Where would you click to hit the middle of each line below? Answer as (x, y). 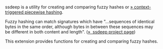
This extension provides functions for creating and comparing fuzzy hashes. (81, 41)
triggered (14, 12)
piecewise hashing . (44, 12)
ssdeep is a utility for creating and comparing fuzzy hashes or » (69, 7)
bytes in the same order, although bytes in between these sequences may (79, 27)
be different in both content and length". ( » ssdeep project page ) (70, 32)
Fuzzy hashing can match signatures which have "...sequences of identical (80, 22)
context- (142, 7)
